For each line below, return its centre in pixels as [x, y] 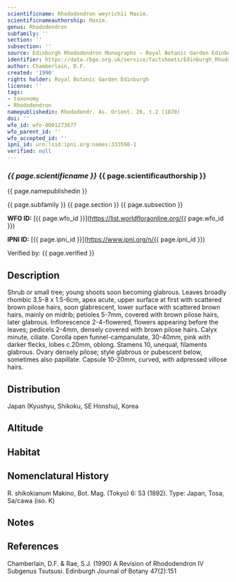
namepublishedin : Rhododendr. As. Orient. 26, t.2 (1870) [94, 112]
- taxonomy [23, 99]
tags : [15, 92]
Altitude [25, 428]
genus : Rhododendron [38, 27]
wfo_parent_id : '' [34, 132]
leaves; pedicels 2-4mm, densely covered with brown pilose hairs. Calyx [112, 330]
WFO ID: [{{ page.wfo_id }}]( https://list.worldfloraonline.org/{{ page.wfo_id [116, 218]
